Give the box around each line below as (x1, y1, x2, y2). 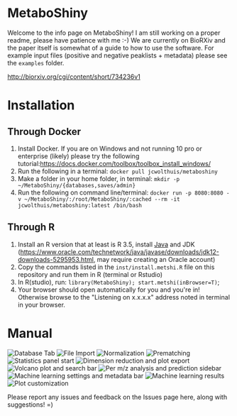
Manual (7, 325, 53, 341)
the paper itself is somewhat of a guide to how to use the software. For (7, 43, 214, 52)
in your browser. (17, 300, 66, 309)
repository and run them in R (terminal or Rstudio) (17, 270, 163, 278)
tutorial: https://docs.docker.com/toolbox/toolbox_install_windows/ (17, 159, 211, 168)
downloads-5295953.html (17, 255, 94, 263)
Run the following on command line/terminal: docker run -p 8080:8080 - (17, 188, 230, 197)
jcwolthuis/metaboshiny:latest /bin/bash (17, 202, 142, 209)
